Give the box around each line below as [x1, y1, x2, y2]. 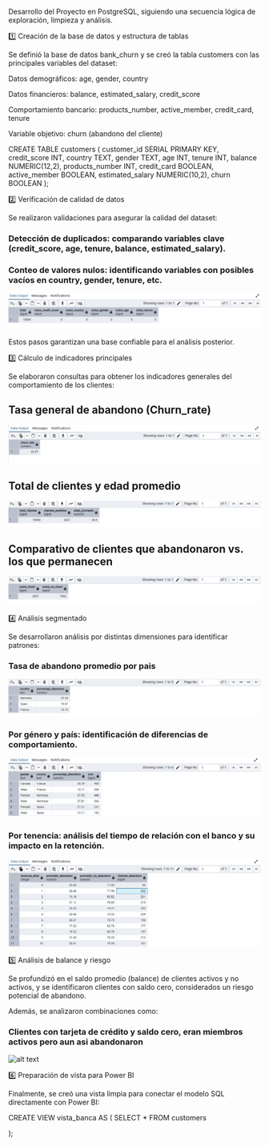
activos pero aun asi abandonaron [8, 1036, 144, 1047]
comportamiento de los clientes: [8, 380, 114, 390]
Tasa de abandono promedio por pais [8, 660, 156, 671]
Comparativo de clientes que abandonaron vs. [8, 542, 244, 556]
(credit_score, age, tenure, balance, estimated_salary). [8, 243, 227, 254]
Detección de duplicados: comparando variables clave [8, 232, 225, 243]
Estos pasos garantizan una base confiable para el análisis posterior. [8, 337, 235, 347]
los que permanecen [8, 555, 114, 569]
